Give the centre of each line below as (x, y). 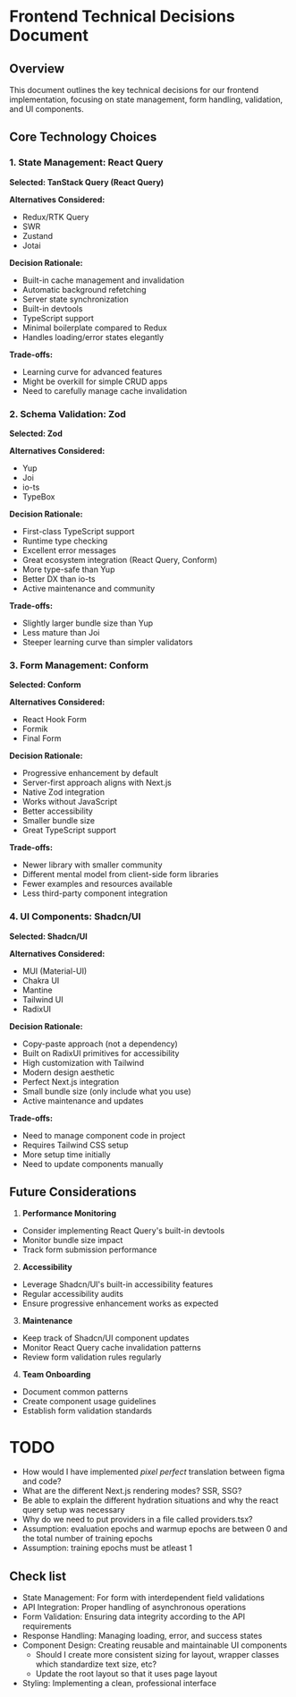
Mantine (37, 990)
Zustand (38, 235)
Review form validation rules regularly (92, 1357)
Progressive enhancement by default (90, 773)
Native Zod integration (63, 792)
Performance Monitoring (69, 1214)
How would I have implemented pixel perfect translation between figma (153, 1472)
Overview (37, 68)
